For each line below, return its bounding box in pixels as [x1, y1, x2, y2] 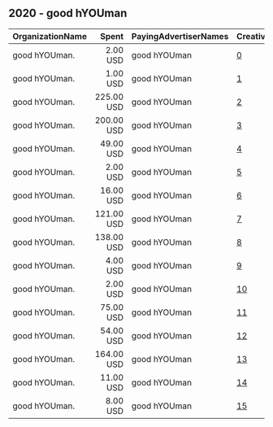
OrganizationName [12, 30, 88, 41]
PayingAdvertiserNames [131, 30, 229, 41]
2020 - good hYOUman [8, 7, 128, 20]
